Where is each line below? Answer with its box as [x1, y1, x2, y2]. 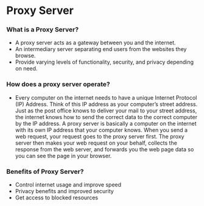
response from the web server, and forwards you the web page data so [15, 145, 194, 153]
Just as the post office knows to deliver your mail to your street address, [15, 107, 197, 114]
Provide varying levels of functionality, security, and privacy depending [15, 58, 194, 66]
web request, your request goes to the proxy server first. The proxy [15, 132, 185, 140]
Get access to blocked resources [15, 194, 99, 201]
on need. [15, 65, 38, 72]
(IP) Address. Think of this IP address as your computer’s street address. [15, 100, 198, 108]
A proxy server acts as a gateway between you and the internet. [15, 39, 176, 46]
